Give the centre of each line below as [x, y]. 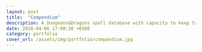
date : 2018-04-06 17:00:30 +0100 [48, 28]
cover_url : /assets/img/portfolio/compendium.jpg [70, 39]
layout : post [23, 12]
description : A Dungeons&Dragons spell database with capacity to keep [98, 23]
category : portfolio [32, 34]
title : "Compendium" [33, 17]
